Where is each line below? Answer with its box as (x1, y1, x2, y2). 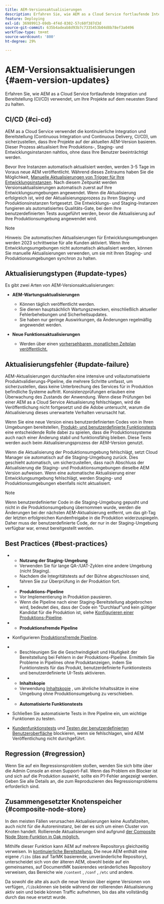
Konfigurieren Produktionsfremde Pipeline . (12, 634, 98, 640)
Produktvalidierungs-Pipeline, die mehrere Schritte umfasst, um (5, 378, 133, 384)
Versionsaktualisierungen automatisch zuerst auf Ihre (5, 184, 112, 190)
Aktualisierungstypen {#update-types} (5, 269, 127, 277)
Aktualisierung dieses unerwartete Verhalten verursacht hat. (5, 410, 126, 416)
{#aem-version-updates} (5, 74, 110, 85)
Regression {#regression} (5, 750, 85, 758)
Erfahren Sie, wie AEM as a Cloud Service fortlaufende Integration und (5, 91, 146, 97)
